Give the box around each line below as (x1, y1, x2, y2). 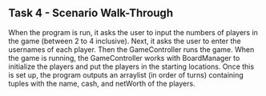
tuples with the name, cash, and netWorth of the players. (8, 78, 195, 88)
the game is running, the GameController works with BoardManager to (8, 53, 240, 62)
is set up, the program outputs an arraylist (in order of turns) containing (8, 70, 244, 79)
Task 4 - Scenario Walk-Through (8, 6, 174, 20)
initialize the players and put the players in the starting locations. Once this (8, 62, 255, 71)
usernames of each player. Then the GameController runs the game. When (8, 44, 255, 54)
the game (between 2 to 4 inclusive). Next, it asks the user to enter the (8, 36, 242, 46)
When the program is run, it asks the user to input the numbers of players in (8, 27, 259, 37)
